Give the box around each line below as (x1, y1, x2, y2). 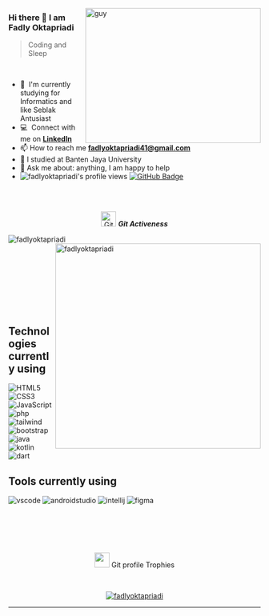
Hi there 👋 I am (8, 12, 66, 23)
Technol (8, 324, 50, 338)
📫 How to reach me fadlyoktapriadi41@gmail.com (19, 143, 191, 153)
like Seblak (19, 105, 56, 115)
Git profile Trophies (111, 560, 175, 570)
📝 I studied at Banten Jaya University (19, 154, 142, 164)
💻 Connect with (19, 122, 76, 132)
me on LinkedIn (19, 134, 72, 144)
